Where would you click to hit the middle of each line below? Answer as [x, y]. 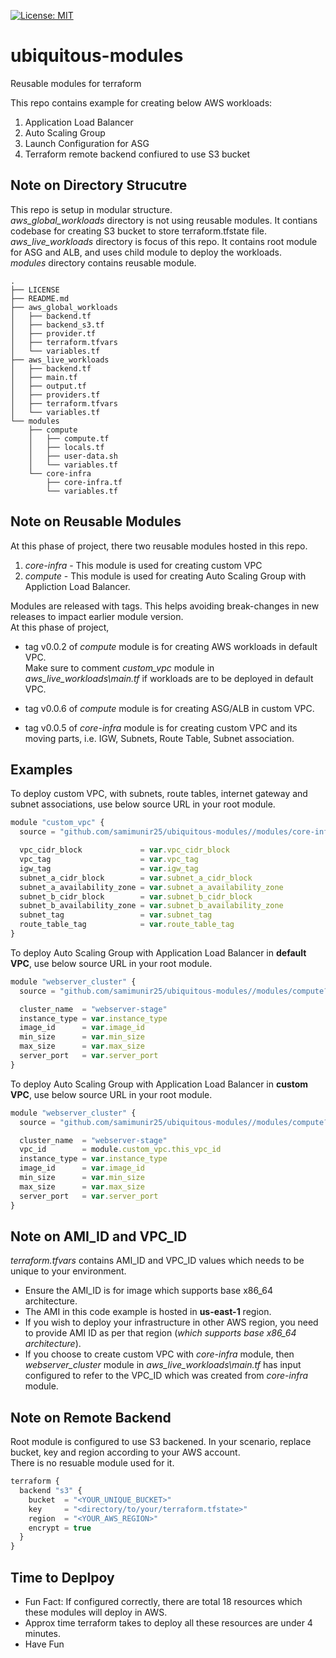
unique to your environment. [68, 1271]
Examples [41, 769]
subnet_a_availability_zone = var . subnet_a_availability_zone [151, 887]
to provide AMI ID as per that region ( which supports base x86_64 [160, 1333]
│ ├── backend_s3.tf [57, 325]
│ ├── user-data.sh [73, 456]
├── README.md [40, 298]
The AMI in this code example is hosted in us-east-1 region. [148, 1312]
